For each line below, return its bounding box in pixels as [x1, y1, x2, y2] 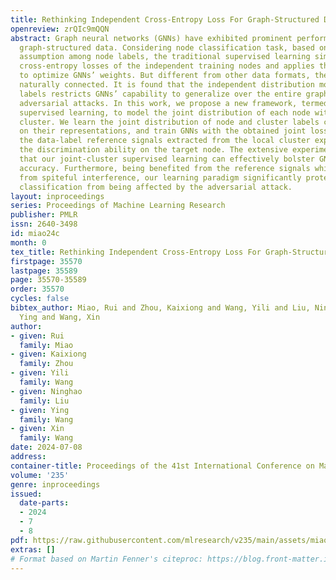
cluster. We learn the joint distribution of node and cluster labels [19, 117, 320, 127]
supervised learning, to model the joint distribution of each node [19, 107, 311, 118]
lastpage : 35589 [10, 266, 78, 276]
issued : [10, 489, 43, 499]
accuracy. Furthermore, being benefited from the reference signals [19, 163, 311, 173]
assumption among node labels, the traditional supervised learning [19, 52, 311, 62]
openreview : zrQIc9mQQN [10, 24, 110, 34]
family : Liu [19, 396, 70, 406]
